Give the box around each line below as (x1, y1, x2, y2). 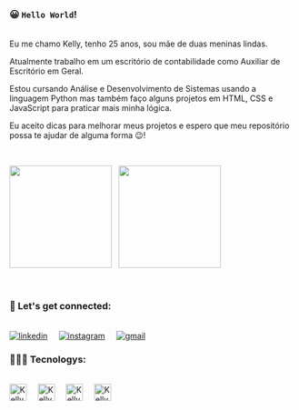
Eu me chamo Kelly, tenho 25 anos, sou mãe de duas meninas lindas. (9, 38, 268, 49)
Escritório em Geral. (9, 65, 85, 76)
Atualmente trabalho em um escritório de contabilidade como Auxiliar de (9, 56, 281, 67)
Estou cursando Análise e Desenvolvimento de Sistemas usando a (9, 84, 257, 95)
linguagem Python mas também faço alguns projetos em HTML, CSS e (9, 93, 274, 104)
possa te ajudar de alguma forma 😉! (9, 130, 146, 141)
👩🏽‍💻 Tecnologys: (9, 353, 86, 365)
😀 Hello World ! (9, 8, 77, 21)
